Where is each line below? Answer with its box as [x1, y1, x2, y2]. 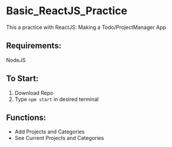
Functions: [6, 112, 47, 122]
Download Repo [14, 89, 54, 96]
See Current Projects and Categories [14, 135, 104, 142]
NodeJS [6, 56, 26, 63]
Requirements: [6, 41, 62, 51]
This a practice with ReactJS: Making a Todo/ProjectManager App [6, 24, 167, 31]
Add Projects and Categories [14, 128, 85, 135]
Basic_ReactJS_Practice [6, 4, 128, 18]
